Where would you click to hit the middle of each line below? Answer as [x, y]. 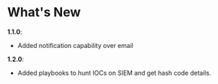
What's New [44, 12]
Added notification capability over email [75, 45]
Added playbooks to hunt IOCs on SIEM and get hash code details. [114, 73]
